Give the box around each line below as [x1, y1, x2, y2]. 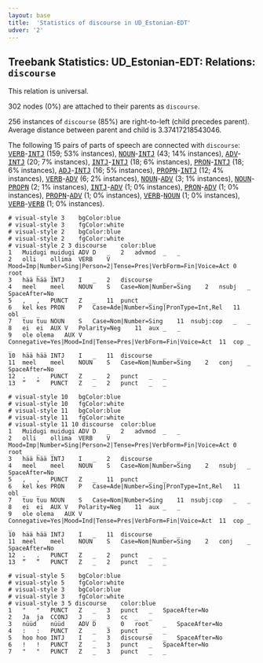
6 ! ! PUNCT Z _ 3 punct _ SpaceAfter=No [8, 641, 210, 649]
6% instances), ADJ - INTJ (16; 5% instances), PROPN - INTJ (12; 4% [8, 166, 224, 175]
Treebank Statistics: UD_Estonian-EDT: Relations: [8, 55, 256, 68]
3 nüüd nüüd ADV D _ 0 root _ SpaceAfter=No [8, 621, 223, 628]
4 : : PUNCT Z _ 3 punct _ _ [8, 627, 167, 635]
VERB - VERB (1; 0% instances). [8, 199, 104, 208]
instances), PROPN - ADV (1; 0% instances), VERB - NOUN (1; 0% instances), [8, 190, 241, 201]
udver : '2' [8, 26, 44, 34]
